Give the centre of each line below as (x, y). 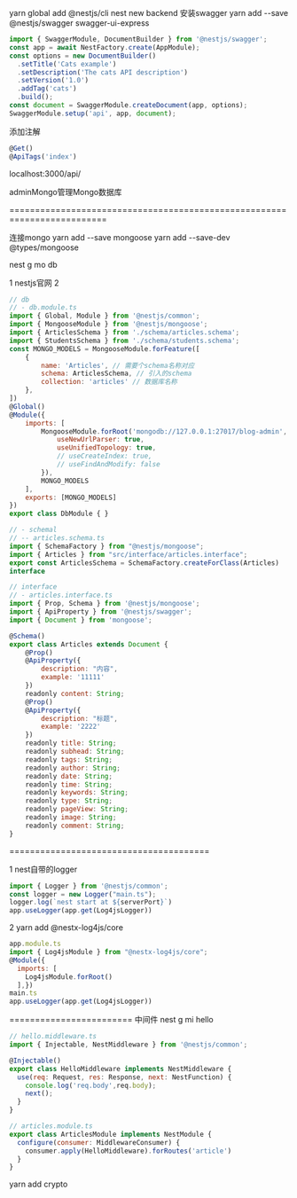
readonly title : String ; (71, 743)
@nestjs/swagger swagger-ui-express (79, 23)
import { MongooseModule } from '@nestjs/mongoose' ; (109, 325)
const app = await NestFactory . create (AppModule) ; (105, 47)
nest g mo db (33, 264)
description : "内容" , (79, 669)
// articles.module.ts (51, 1126)
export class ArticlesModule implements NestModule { (111, 1134)
